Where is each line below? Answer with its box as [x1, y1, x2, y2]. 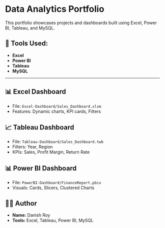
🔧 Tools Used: [5, 39, 48, 48]
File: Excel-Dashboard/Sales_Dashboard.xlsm [12, 103, 102, 109]
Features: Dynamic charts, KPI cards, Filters [12, 108, 101, 114]
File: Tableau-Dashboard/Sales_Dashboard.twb [12, 139, 104, 145]
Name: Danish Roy [12, 212, 51, 218]
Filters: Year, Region [12, 144, 53, 150]
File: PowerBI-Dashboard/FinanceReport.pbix [12, 180, 102, 186]
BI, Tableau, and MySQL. [5, 25, 55, 31]
